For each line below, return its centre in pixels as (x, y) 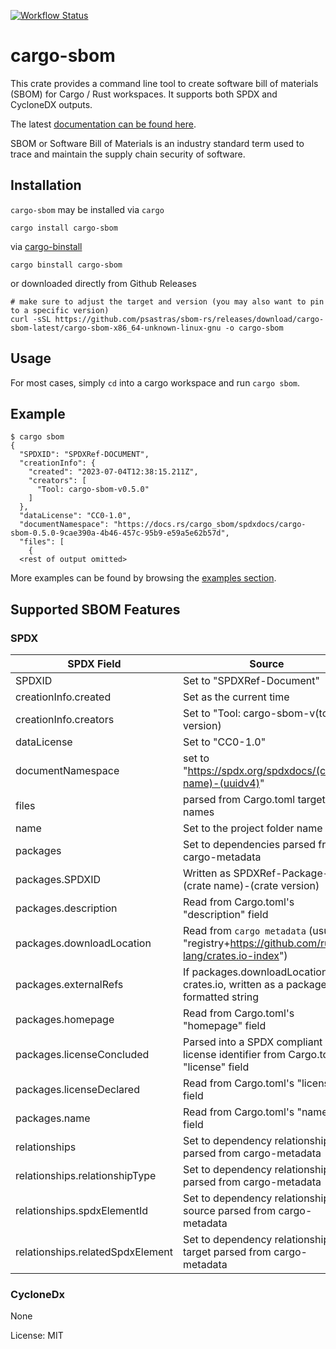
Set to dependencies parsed (250, 845)
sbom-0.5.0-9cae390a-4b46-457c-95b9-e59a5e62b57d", (120, 533)
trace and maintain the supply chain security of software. (128, 154)
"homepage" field (225, 1026)
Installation (46, 185)
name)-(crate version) (266, 886)
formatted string (221, 997)
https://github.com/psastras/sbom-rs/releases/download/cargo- (189, 319)
